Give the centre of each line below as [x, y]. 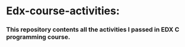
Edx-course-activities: [63, 11]
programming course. [38, 37]
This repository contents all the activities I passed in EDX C [93, 30]
